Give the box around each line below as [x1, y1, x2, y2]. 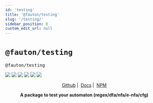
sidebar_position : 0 [5, 21, 49, 27]
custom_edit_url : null [5, 26, 53, 31]
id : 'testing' [5, 7, 35, 13]
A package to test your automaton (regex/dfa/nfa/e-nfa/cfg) [20, 92, 149, 98]
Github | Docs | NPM [62, 82, 107, 88]
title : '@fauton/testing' [5, 12, 59, 17]
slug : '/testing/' [5, 17, 44, 22]
